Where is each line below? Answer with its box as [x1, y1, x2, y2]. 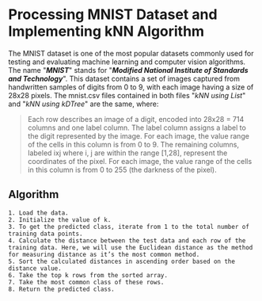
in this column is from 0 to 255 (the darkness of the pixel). [27, 165, 217, 174]
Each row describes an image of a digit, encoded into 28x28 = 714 [27, 114, 245, 124]
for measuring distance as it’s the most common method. [8, 250, 200, 258]
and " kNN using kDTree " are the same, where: [8, 99, 159, 109]
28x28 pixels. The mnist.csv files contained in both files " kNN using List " [8, 90, 246, 100]
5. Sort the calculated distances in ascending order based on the [8, 257, 236, 265]
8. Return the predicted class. [8, 285, 115, 293]
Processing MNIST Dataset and [8, 6, 218, 24]
